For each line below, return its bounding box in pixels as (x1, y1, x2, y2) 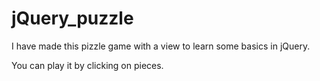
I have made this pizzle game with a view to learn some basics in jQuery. (11, 40, 311, 52)
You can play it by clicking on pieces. (11, 59, 164, 71)
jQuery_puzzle (11, 7, 134, 30)
